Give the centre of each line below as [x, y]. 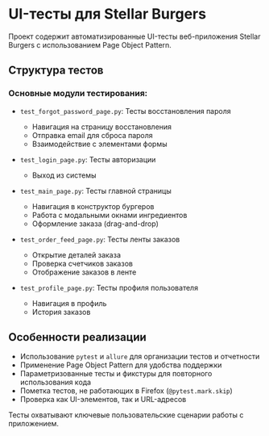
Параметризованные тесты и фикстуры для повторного [116, 374]
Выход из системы [64, 175]
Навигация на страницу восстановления [101, 127]
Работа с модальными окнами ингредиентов [110, 215]
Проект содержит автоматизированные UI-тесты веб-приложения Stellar [134, 36]
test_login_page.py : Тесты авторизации [88, 159]
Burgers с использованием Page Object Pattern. [90, 44]
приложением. [33, 424]
